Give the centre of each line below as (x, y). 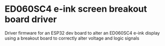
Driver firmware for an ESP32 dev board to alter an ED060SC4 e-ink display (82, 33)
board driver (31, 19)
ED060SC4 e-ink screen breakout (76, 9)
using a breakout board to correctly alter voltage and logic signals (72, 38)
